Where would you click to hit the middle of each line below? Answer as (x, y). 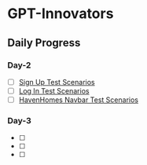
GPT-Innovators (61, 14)
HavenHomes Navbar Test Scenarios (79, 100)
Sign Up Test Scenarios (57, 82)
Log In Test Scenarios (54, 90)
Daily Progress (44, 43)
